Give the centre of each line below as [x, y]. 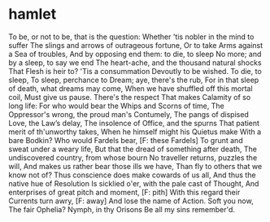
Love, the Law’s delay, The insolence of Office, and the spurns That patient [134, 123]
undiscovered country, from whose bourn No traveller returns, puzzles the [133, 157]
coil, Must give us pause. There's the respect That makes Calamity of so [130, 97]
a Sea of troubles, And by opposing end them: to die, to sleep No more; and [135, 54]
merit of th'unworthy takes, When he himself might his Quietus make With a [135, 132]
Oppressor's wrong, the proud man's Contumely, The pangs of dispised [129, 114]
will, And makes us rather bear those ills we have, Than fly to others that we [135, 166]
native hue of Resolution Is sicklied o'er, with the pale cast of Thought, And [134, 183]
